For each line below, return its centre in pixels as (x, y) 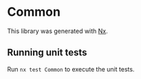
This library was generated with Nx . (57, 31)
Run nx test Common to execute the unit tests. (71, 69)
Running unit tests (47, 53)
